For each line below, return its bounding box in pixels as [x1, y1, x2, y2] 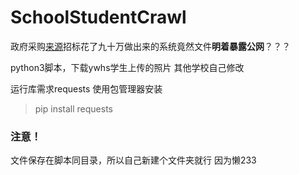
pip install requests [34, 102, 113, 115]
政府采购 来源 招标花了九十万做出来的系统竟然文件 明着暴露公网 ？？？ [10, 40, 291, 52]
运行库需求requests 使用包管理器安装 [10, 82, 163, 95]
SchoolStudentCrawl [10, 6, 187, 29]
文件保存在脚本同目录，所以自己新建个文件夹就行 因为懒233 [10, 154, 257, 166]
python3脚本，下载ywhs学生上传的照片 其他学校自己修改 [10, 61, 245, 73]
